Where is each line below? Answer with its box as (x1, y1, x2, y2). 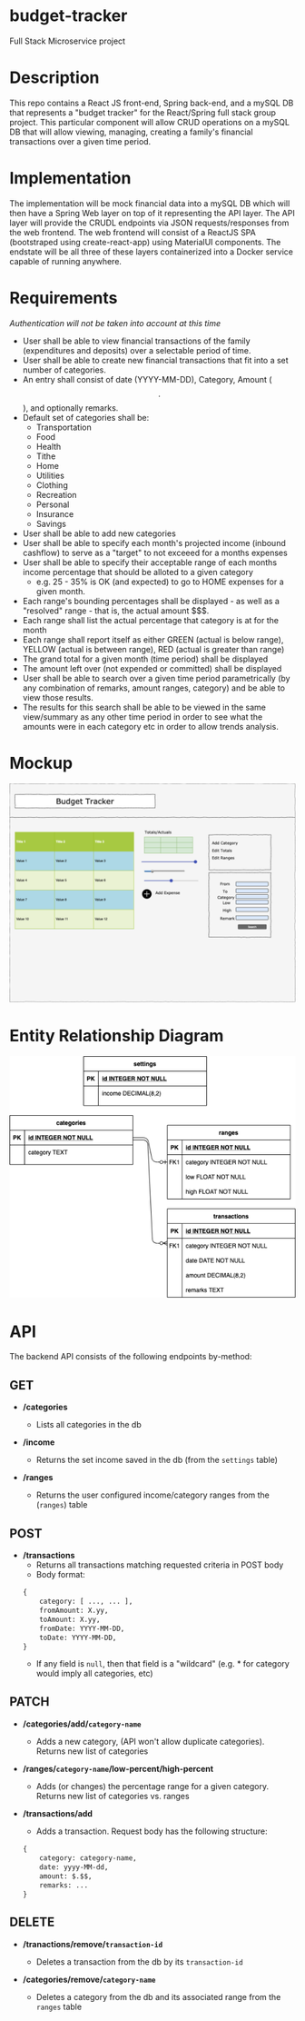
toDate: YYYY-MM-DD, (39, 1633, 117, 1642)
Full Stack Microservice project (9, 35, 125, 46)
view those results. (22, 692, 93, 702)
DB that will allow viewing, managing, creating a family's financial (9, 126, 253, 137)
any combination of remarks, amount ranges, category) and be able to (22, 682, 286, 693)
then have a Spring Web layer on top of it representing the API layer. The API (9, 207, 295, 218)
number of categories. (22, 364, 107, 375)
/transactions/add (22, 1807, 93, 1818)
